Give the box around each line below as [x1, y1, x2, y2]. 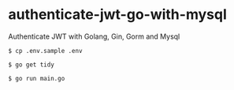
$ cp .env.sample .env [8, 47, 83, 54]
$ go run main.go [8, 74, 65, 82]
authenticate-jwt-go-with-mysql [8, 6, 227, 24]
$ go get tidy [8, 61, 55, 69]
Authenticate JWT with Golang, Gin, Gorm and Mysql [8, 32, 180, 41]
